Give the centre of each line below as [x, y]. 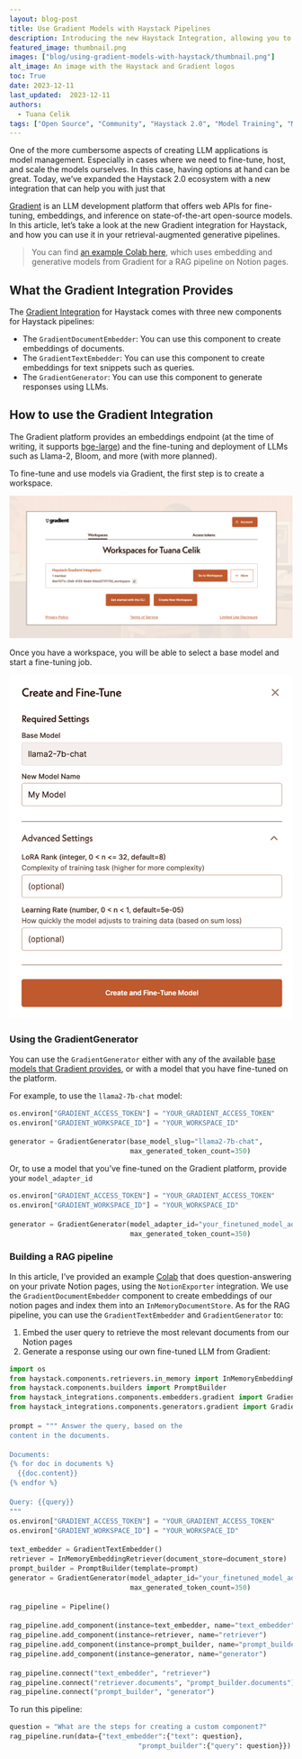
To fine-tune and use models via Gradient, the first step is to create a [137, 473]
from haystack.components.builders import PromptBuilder [118, 1388]
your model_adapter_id [51, 1178]
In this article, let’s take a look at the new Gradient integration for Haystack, [148, 225]
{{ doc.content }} [48, 1473]
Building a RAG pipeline [62, 1257]
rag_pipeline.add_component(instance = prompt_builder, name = [124, 1645]
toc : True [28, 77]
